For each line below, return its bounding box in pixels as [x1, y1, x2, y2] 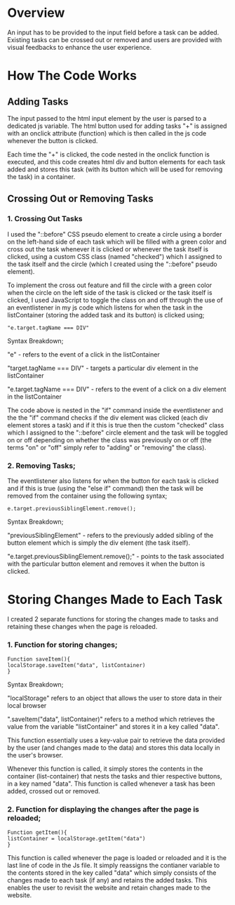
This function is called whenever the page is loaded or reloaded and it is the [7, 854, 227, 862]
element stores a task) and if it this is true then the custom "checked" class [7, 421, 224, 429]
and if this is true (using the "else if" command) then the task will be [7, 484, 203, 492]
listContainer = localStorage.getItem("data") [7, 835, 146, 843]
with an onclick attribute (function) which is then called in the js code [7, 128, 207, 138]
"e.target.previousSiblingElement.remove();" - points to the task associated [7, 552, 224, 560]
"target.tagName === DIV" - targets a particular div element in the [7, 364, 199, 372]
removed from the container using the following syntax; [7, 491, 168, 500]
